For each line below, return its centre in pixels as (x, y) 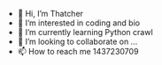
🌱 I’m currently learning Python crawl (85, 32)
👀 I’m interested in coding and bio (78, 23)
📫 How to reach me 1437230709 (78, 51)
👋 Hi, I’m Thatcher (50, 14)
